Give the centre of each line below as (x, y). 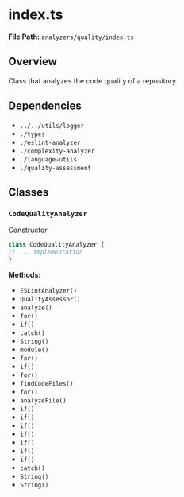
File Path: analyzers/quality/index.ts (71, 37)
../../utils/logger (52, 126)
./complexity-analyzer (57, 151)
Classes (29, 192)
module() (34, 350)
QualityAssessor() (50, 299)
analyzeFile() (43, 400)
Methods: (25, 274)
